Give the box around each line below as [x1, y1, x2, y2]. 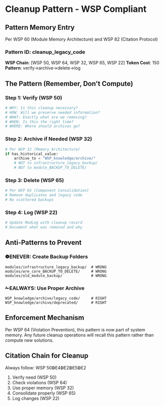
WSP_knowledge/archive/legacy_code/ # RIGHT [5, 296, 107, 301]
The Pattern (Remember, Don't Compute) [5, 79, 133, 88]
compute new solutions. [5, 337, 54, 343]
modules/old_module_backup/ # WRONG [5, 273, 107, 278]
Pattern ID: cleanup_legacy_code [5, 48, 85, 55]
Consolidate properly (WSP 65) [12, 390, 76, 396]
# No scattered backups [5, 197, 54, 202]
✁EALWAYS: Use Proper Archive [5, 284, 85, 291]
